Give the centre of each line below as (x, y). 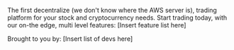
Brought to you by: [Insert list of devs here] (70, 39)
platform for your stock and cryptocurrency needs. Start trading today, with (117, 18)
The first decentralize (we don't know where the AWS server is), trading (112, 10)
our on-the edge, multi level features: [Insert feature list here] (97, 25)
